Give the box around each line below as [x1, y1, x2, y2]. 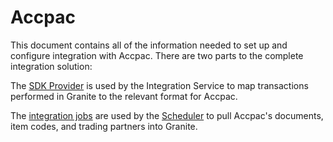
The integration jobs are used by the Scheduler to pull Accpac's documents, [10, 109, 324, 121]
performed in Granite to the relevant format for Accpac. [10, 90, 238, 102]
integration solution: [10, 60, 93, 72]
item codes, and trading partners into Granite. [10, 120, 198, 132]
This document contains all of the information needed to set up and [10, 39, 288, 51]
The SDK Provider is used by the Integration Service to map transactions [10, 79, 309, 91]
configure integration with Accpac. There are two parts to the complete [10, 49, 304, 61]
